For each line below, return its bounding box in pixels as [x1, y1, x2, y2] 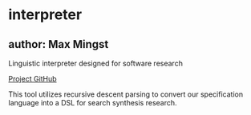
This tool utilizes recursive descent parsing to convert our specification [8, 89, 243, 99]
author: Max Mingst [8, 38, 109, 51]
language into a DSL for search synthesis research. [8, 98, 178, 107]
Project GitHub [8, 74, 58, 83]
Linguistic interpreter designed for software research [8, 58, 183, 68]
